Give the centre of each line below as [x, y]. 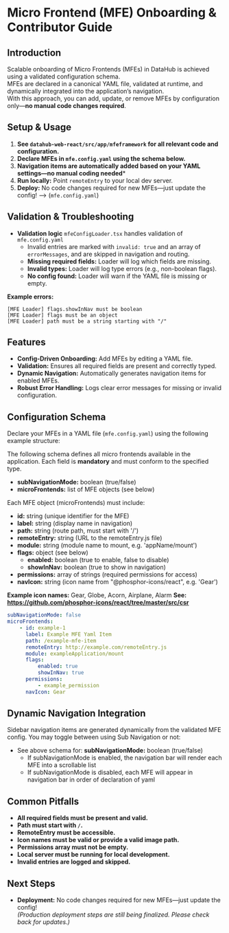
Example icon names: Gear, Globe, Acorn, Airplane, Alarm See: [97, 595]
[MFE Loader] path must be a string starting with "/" [87, 321]
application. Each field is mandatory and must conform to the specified [108, 462]
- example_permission [68, 685]
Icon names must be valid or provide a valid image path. [98, 840]
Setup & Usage [39, 128]
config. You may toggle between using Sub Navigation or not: [94, 737]
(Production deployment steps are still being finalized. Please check [113, 915]
